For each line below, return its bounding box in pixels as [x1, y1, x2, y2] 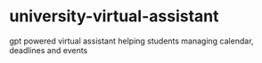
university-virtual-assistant [9, 6, 219, 27]
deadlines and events [9, 44, 88, 55]
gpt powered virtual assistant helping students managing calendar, [9, 35, 254, 46]
